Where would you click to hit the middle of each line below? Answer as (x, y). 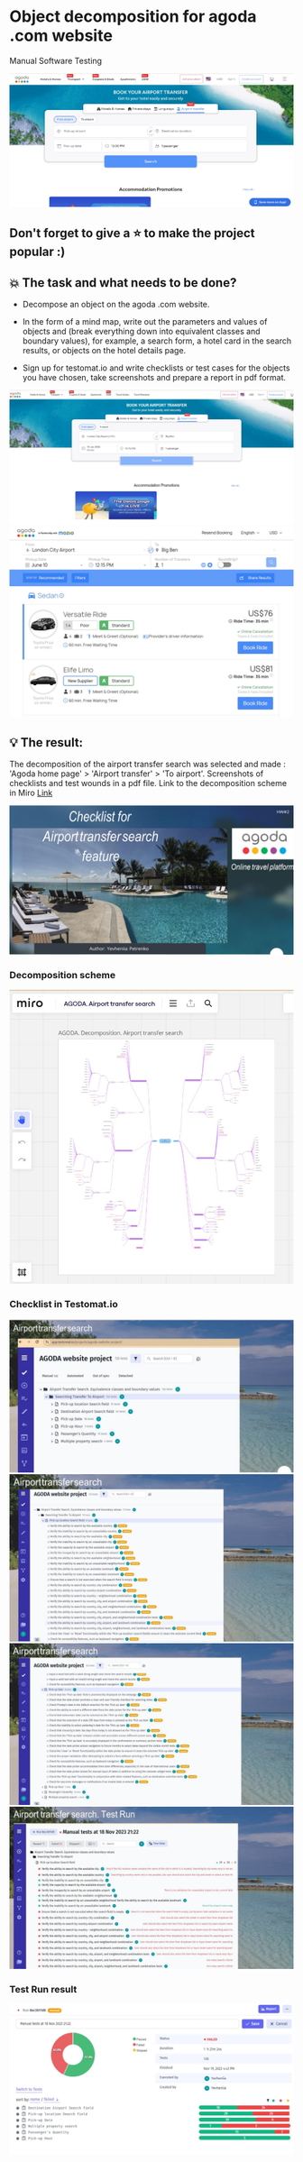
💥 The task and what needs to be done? (123, 283)
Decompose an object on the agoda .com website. (116, 305)
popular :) (37, 252)
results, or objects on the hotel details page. (104, 351)
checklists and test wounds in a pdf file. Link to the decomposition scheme (148, 783)
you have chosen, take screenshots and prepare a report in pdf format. (154, 378)
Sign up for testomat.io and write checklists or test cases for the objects (156, 368)
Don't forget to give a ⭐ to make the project (132, 233)
